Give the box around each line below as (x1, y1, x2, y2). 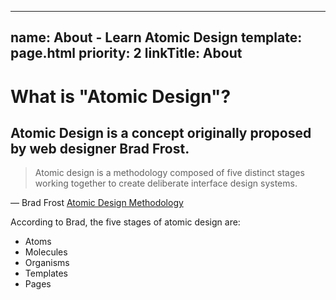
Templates (24, 267, 68, 280)
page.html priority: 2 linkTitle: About (10, 45, 243, 62)
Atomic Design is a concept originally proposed (10, 124, 312, 141)
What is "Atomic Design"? (10, 85, 232, 108)
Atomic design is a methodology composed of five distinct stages (34, 167, 305, 179)
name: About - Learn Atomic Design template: (10, 29, 303, 46)
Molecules (24, 246, 68, 258)
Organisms (24, 257, 70, 269)
